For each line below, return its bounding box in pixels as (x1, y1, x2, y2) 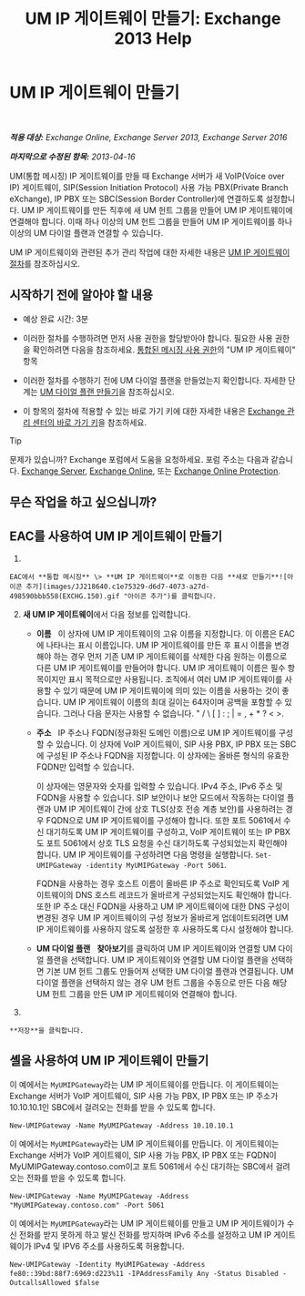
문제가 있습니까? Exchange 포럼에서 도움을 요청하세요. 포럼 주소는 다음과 (9, 454, 269, 464)
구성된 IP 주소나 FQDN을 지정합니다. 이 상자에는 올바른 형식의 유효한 (46, 750, 290, 760)
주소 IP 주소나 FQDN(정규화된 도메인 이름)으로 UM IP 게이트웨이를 (36, 727, 277, 738)
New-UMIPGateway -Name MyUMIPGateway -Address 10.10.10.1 (9, 1121, 234, 1130)
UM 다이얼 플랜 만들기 (39, 386, 119, 397)
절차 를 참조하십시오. (9, 258, 80, 269)
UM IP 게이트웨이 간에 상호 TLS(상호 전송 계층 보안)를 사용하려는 (53, 803, 284, 814)
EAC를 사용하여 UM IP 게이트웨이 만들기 (9, 528, 223, 544)
